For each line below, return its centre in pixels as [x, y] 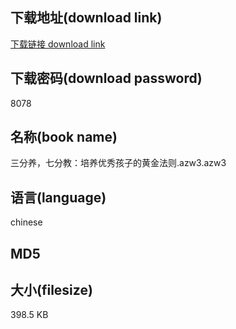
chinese [26, 222]
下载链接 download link [58, 44]
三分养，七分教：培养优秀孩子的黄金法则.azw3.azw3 [118, 163]
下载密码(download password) [106, 78]
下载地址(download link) [86, 18]
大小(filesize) [51, 290]
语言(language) [58, 197]
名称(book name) [64, 137]
